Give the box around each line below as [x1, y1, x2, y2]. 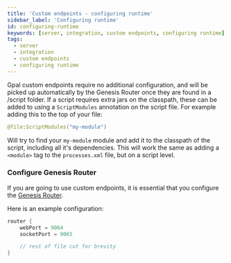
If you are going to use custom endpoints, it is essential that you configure [7, 183, 219, 192]
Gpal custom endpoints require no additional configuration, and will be [7, 80, 208, 89]
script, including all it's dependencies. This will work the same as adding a [7, 143, 220, 152]
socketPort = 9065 [19, 230, 73, 237]
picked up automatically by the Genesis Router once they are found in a [7, 88, 212, 96]
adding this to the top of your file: [7, 110, 103, 118]
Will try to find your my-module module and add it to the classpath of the [7, 136, 210, 144]
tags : [7, 36, 23, 43]
